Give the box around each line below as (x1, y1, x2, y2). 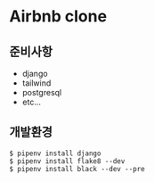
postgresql (21, 87, 62, 97)
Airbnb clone (9, 6, 108, 27)
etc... (21, 96, 42, 107)
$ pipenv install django (9, 149, 101, 158)
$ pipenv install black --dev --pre (9, 164, 145, 173)
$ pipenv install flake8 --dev (9, 156, 126, 166)
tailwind (21, 78, 52, 88)
